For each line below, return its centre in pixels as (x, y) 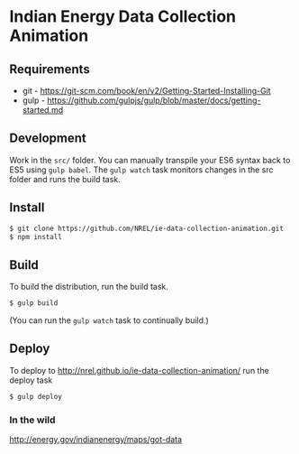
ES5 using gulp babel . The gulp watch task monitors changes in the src (141, 170)
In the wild (32, 420)
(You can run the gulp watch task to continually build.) (109, 320)
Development (48, 139)
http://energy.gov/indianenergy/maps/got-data (96, 440)
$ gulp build (34, 303)
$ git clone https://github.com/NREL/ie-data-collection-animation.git (146, 228)
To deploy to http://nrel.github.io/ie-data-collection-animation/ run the (140, 370)
